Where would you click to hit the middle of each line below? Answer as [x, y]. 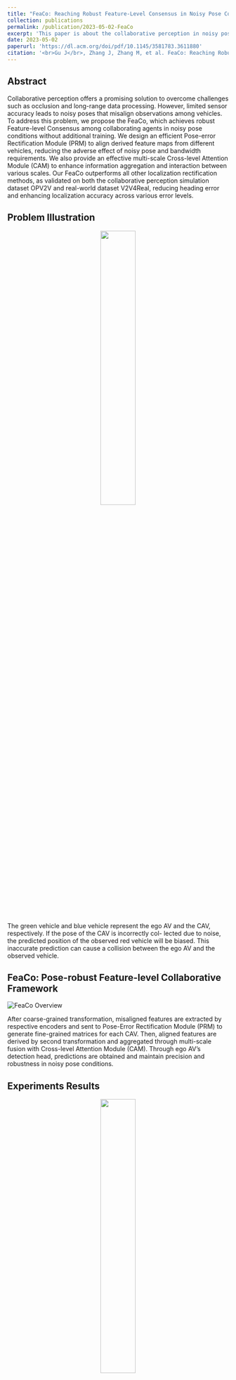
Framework [33, 988]
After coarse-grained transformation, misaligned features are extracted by [114, 1019]
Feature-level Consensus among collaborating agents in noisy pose [105, 128]
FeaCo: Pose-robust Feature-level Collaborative [114, 977]
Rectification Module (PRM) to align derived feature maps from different [111, 143]
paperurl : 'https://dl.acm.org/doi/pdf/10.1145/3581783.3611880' [105, 46]
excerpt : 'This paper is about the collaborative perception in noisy [113, 33]
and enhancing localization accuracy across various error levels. [100, 195]
